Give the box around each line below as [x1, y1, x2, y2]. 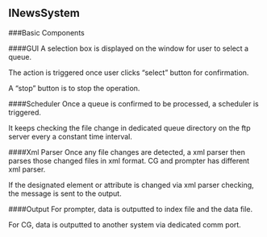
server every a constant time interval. [8, 131, 133, 141]
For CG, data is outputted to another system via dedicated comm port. [8, 219, 242, 229]
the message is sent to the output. [8, 189, 123, 198]
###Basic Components [8, 27, 85, 37]
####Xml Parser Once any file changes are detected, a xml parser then [8, 147, 246, 156]
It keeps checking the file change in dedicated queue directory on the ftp [8, 123, 252, 132]
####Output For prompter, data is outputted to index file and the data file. [8, 204, 253, 214]
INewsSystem [8, 6, 81, 20]
